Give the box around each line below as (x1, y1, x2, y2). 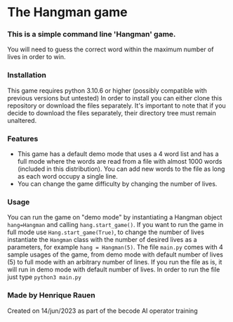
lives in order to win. (7, 53, 66, 61)
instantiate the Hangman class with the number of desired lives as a (7, 236, 198, 244)
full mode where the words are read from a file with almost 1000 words (17, 157, 222, 166)
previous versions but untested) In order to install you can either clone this (7, 94, 222, 102)
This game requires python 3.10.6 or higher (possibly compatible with (7, 86, 207, 95)
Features (7, 134, 39, 143)
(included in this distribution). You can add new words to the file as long (17, 165, 225, 173)
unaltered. (7, 116, 37, 124)
